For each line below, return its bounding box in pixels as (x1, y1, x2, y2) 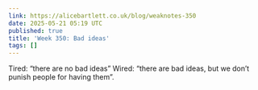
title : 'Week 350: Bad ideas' (8, 34, 110, 43)
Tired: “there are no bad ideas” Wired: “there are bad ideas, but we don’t (8, 63, 250, 73)
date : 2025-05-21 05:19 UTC (8, 19, 103, 27)
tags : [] (8, 42, 38, 50)
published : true (8, 27, 63, 35)
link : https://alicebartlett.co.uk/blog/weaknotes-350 (8, 11, 197, 20)
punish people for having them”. (8, 72, 114, 82)
